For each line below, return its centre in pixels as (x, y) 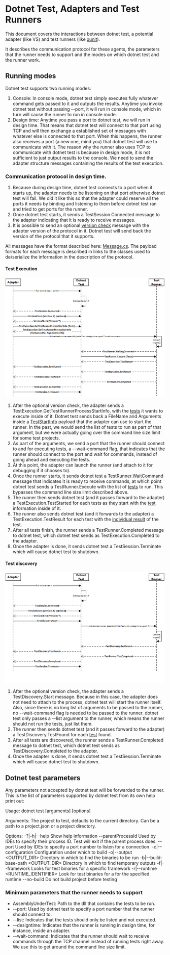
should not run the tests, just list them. (53, 724)
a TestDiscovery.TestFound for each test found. (62, 735)
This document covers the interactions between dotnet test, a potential (79, 34)
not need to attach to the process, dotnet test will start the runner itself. (87, 702)
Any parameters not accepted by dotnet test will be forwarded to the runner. (85, 790)
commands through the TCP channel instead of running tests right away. (89, 942)
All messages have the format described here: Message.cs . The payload (81, 246)
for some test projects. (36, 438)
